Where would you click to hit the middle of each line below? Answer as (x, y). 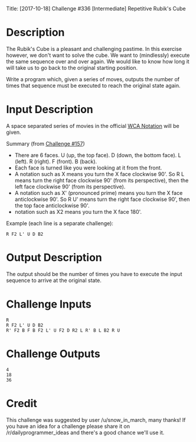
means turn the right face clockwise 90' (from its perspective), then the (102, 180)
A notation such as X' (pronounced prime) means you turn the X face (99, 193)
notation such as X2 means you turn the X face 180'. (78, 212)
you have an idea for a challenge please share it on (68, 426)
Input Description (50, 110)
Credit (22, 403)
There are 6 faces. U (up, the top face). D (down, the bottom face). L (98, 155)
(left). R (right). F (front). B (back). (56, 161)
